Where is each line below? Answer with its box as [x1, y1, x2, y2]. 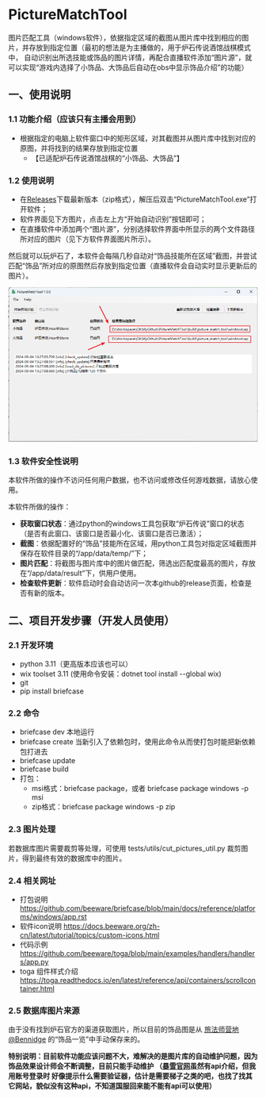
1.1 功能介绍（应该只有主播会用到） [8, 113, 141, 125]
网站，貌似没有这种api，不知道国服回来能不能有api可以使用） [14, 1081, 216, 1091]
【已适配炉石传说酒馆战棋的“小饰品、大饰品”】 [31, 153, 184, 163]
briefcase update [19, 756, 76, 766]
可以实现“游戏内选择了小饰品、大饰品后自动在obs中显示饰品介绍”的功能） [8, 62, 249, 72]
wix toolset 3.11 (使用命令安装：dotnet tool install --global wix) [19, 669, 222, 679]
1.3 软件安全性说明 [8, 456, 79, 467]
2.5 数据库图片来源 [8, 1005, 81, 1016]
